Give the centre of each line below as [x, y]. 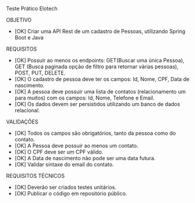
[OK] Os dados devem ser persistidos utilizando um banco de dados [97, 104]
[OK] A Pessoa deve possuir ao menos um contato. [76, 146]
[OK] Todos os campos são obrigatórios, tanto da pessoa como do [95, 133]
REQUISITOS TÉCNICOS [36, 176]
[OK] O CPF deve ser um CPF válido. [59, 152]
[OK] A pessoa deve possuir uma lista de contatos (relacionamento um [100, 91]
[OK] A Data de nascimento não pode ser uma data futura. [85, 158]
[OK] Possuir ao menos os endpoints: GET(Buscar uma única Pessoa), [100, 60]
